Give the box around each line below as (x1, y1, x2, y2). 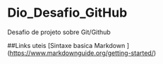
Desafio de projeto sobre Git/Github (7, 28, 111, 36)
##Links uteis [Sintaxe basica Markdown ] (7, 41, 129, 49)
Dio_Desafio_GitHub (7, 5, 128, 21)
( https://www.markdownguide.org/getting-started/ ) (7, 49, 157, 57)
